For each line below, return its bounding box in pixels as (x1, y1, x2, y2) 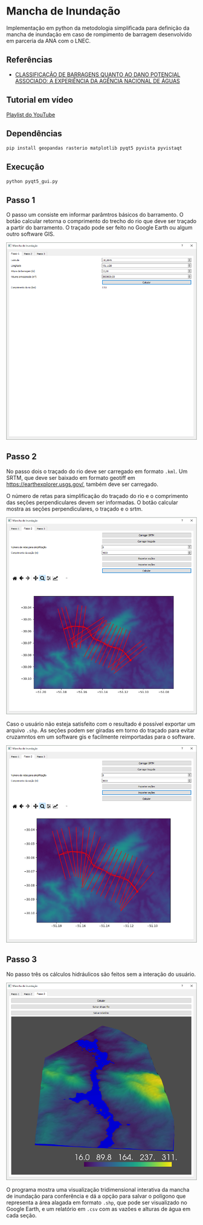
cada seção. (6, 1212, 37, 1219)
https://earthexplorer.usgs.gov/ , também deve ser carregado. (6, 480, 159, 488)
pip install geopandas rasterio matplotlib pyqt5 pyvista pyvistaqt (6, 145, 182, 151)
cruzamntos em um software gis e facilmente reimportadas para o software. (6, 733, 196, 740)
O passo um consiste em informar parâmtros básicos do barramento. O (6, 211, 184, 218)
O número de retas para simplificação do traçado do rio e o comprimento (6, 492, 188, 499)
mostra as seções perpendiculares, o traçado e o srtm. (6, 505, 143, 513)
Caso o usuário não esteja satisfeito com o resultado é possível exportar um (6, 720, 195, 728)
